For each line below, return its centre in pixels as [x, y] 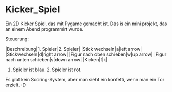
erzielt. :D [15, 85]
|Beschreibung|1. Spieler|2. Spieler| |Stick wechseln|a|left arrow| [74, 49]
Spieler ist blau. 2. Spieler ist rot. [47, 70]
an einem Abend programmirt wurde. [44, 29]
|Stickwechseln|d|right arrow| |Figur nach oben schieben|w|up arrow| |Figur [86, 54]
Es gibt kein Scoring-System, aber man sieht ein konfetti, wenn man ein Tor [85, 79]
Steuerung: [17, 39]
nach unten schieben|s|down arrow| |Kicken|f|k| [56, 59]
